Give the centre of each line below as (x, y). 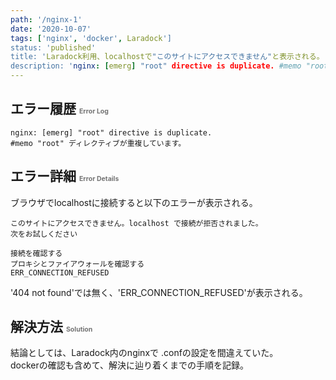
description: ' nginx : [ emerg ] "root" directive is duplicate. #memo (156, 66)
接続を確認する (36, 253)
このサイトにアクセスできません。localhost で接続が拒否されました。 (136, 223)
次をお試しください (44, 234)
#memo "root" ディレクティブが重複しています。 (98, 143)
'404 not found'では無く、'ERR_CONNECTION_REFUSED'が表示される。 (159, 292)
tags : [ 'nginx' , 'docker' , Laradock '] (91, 38)
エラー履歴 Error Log (59, 109)
